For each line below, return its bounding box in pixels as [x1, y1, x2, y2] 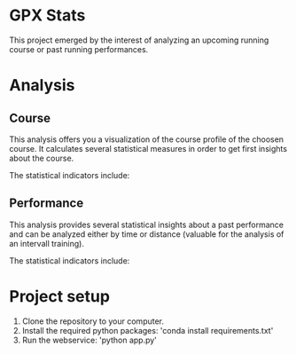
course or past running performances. [9, 43, 149, 54]
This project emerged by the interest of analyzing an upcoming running [9, 35, 269, 45]
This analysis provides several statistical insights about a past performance [9, 219, 284, 230]
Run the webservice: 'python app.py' [21, 334, 158, 345]
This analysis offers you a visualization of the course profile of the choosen [9, 134, 284, 145]
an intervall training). [9, 238, 84, 248]
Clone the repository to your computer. [21, 316, 165, 326]
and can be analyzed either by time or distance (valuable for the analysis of [9, 228, 284, 240]
